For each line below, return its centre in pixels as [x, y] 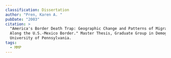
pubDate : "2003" [22, 19]
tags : [11, 43]
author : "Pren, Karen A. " [34, 15]
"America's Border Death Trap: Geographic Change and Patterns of [82, 29]
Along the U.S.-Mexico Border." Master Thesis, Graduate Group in [82, 33]
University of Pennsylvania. [41, 38]
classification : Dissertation [37, 10]
